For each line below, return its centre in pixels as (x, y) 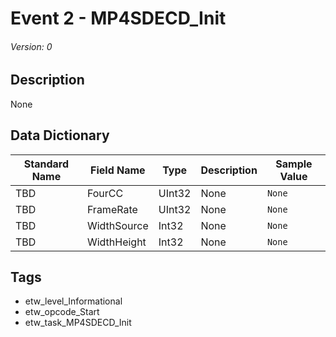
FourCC (105, 193)
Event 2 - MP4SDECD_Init (118, 18)
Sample (294, 164)
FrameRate (112, 209)
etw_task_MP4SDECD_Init (78, 323)
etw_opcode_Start (62, 312)
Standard (46, 164)
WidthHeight (116, 242)
